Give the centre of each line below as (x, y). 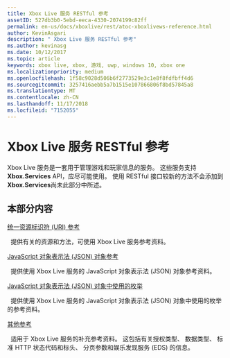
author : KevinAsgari (37, 33)
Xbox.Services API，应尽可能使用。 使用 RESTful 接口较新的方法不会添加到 (115, 176)
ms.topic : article (34, 59)
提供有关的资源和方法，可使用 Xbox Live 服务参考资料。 (90, 241)
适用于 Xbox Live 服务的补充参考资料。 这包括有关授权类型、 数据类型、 (113, 339)
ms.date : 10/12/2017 (37, 53)
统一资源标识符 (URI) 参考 (44, 227)
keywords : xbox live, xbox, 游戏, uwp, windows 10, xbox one (96, 65)
